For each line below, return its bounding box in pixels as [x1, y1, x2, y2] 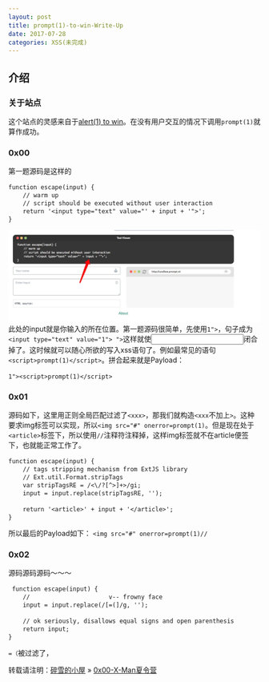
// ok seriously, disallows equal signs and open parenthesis [22, 617, 235, 625]
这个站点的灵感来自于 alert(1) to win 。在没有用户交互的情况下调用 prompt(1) [8, 116, 254, 126]
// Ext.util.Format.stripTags [22, 474, 124, 482]
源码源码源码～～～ [8, 568, 72, 578]
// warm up [22, 192, 59, 200]
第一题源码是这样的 [8, 167, 72, 176]
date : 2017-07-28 [8, 30, 66, 38]
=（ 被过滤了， [8, 648, 54, 658]
